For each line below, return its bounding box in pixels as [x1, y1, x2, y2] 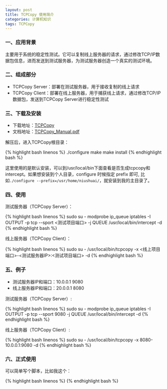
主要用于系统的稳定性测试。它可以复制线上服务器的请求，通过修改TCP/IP [5, 51, 156, 57]
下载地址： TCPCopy [12, 122, 55, 128]
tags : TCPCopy [5, 21, 35, 27]
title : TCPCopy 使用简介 [5, 12, 54, 17]
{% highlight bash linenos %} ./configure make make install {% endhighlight [5, 149, 162, 156]
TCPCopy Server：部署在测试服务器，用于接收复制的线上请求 [12, 83, 139, 89]
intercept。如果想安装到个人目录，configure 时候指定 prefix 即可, [5, 171, 139, 177]
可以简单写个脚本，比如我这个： [5, 368, 71, 374]
